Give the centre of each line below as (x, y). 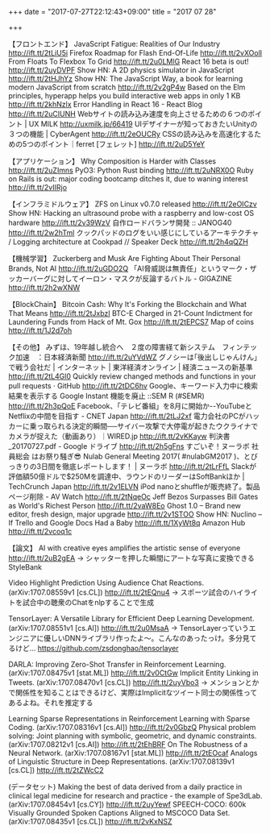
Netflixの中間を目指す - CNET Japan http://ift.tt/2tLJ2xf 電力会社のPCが (127, 416)
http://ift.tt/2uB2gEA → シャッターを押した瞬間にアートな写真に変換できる (132, 558)
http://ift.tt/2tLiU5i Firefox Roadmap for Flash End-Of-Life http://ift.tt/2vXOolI (135, 53)
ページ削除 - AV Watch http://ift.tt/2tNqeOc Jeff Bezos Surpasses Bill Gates (133, 496)
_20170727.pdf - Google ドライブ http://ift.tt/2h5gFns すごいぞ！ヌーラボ (129, 446)
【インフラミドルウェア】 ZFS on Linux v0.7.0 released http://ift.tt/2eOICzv (133, 204)
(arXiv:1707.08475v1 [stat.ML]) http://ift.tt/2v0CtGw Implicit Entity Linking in (134, 673)
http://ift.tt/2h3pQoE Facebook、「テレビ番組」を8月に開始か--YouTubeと (130, 406)
